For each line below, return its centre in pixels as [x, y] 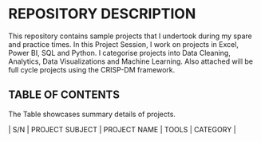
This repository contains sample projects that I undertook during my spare [130, 36]
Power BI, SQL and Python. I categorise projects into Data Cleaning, [120, 53]
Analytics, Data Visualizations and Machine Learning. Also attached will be [131, 61]
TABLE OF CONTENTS [64, 95]
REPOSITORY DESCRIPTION [102, 14]
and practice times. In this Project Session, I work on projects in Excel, [124, 44]
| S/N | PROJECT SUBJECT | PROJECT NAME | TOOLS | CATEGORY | [123, 129]
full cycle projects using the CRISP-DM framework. [92, 69]
